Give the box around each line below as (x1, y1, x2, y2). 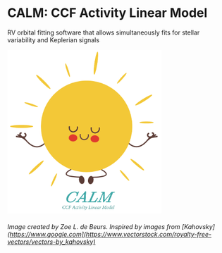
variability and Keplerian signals (7, 35, 100, 44)
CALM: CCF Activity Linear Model (7, 5, 208, 21)
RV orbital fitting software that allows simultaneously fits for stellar (7, 28, 200, 37)
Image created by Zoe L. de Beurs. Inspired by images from (7, 223, 181, 231)
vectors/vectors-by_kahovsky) (7, 237, 97, 246)
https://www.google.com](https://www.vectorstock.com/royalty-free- (9, 230, 212, 239)
